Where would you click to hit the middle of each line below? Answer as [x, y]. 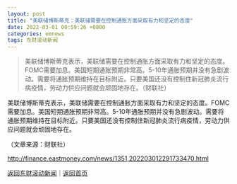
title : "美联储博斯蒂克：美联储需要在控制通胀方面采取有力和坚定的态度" [101, 21]
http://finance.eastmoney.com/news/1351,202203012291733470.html [108, 159]
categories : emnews [36, 34]
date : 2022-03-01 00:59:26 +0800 [56, 27]
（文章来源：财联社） [38, 144]
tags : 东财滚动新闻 [33, 40]
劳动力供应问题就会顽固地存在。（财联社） [110, 88]
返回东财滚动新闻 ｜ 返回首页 [48, 173]
